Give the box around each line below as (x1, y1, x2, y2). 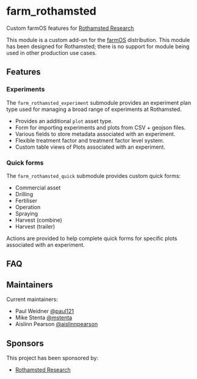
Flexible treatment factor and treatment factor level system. (15, 136, 165, 144)
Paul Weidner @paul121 (15, 308, 74, 315)
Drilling (15, 190, 34, 197)
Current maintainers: (6, 296, 58, 303)
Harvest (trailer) (15, 222, 56, 230)
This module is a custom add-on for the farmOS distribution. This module (6, 36, 190, 43)
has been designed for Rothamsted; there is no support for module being (6, 43, 190, 50)
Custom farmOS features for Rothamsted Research (6, 24, 134, 32)
